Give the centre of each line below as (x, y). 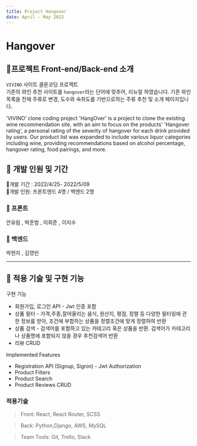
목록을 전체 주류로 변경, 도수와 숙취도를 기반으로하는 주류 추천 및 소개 (85, 99)
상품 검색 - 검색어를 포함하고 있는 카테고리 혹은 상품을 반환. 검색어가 (92, 328)
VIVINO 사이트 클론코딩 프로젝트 (42, 84)
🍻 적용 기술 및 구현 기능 (45, 278)
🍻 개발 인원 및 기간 (37, 169)
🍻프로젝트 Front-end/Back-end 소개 (70, 69)
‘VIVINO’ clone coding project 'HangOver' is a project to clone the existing (96, 118)
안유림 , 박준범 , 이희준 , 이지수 (41, 222)
